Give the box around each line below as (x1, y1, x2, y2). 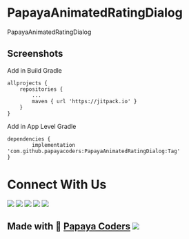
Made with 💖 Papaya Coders (7, 220, 131, 233)
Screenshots (7, 48, 63, 60)
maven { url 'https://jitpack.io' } (32, 98, 137, 105)
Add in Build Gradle (7, 66, 62, 74)
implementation (32, 141, 76, 148)
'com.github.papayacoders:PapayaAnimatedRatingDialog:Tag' (7, 148, 181, 154)
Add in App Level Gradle (7, 122, 77, 130)
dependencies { (7, 135, 51, 143)
